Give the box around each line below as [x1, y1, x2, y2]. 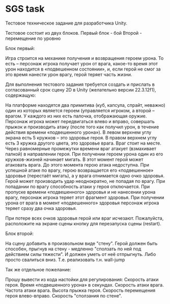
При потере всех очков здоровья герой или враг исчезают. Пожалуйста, [5, 215, 164, 221]
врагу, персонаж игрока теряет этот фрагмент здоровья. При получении [5, 194, 164, 200]
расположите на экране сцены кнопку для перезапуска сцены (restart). [5, 220, 161, 226]
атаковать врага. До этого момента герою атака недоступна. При [5, 161, 149, 168]
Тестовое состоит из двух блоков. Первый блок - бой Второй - [5, 30, 143, 36]
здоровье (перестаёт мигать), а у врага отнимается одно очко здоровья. [5, 172, 165, 179]
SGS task [5, 3, 45, 15]
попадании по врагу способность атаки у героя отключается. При [5, 183, 150, 190]
